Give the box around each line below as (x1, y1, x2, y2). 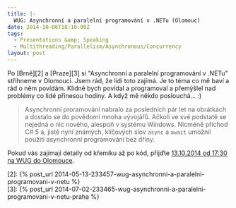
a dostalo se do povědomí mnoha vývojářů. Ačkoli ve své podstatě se (24, 112, 227, 121)
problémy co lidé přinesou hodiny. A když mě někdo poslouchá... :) (7, 91, 202, 99)
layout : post (7, 50, 46, 57)
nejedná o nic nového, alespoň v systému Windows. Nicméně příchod (24, 120, 228, 128)
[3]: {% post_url (7, 185, 53, 193)
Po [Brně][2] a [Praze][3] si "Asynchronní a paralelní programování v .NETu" (7, 68, 228, 78)
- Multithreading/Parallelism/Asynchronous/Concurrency (13, 43, 182, 50)
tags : (7, 30, 23, 37)
